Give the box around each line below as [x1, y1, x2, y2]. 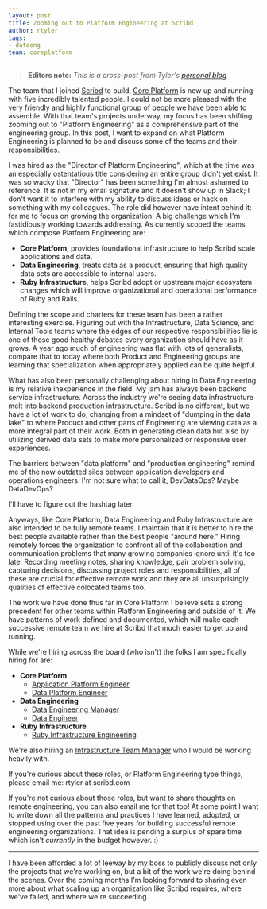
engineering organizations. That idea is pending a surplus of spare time [8, 827, 242, 836]
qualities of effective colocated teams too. [8, 582, 146, 592]
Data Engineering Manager [31, 705, 120, 714]
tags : [8, 33, 26, 42]
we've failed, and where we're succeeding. [8, 892, 149, 901]
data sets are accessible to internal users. [19, 269, 157, 278]
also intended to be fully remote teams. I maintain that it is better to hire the [8, 523, 254, 533]
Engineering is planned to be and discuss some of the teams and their [8, 137, 238, 146]
